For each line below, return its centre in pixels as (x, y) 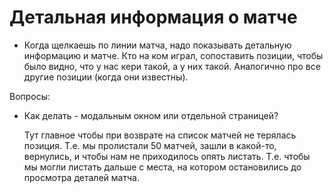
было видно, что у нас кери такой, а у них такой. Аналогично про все (172, 66)
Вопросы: (30, 96)
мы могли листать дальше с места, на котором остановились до (162, 167)
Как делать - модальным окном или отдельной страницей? (151, 115)
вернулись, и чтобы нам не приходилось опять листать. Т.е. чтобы (167, 156)
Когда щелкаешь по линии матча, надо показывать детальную (157, 45)
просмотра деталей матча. (81, 177)
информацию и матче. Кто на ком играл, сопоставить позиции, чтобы (173, 55)
